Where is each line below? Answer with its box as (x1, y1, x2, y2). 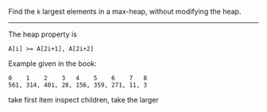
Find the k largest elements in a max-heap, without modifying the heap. (8, 7, 242, 16)
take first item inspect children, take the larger (8, 95, 159, 104)
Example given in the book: (8, 59, 97, 68)
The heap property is (8, 29, 78, 39)
